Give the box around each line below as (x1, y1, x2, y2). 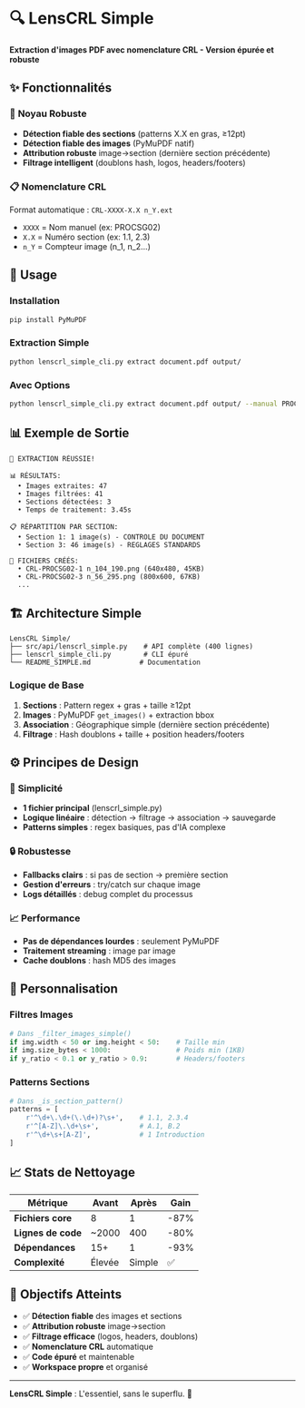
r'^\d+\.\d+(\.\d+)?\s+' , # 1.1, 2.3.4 (25, 1113, 189, 1122)
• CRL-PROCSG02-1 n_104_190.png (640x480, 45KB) (17, 564, 205, 573)
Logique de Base (9, 679, 84, 691)
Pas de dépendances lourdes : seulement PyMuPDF (22, 936, 220, 947)
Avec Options (9, 378, 71, 391)
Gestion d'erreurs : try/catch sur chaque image (22, 878, 202, 890)
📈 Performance (9, 912, 81, 924)
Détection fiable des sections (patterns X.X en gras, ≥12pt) (22, 128, 247, 139)
